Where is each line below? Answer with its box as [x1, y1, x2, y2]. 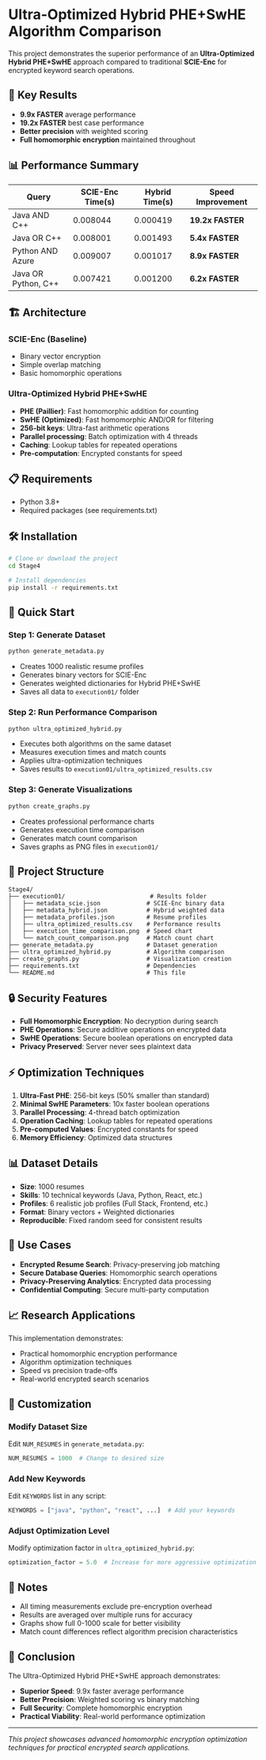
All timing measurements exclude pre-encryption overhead [19, 1601, 212, 1611]
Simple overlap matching [19, 360, 101, 369]
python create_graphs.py [8, 802, 90, 810]
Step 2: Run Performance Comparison [8, 707, 158, 718]
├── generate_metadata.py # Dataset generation [8, 941, 218, 949]
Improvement [196, 196, 248, 207]
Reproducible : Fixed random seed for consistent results [19, 1215, 203, 1225]
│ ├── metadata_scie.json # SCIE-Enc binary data [8, 900, 225, 908]
